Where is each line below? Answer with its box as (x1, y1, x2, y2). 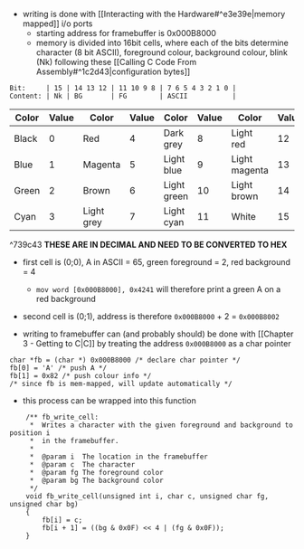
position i (9, 429, 51, 438)
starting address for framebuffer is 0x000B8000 (35, 28, 217, 38)
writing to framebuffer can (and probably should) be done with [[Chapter (22, 328, 294, 339)
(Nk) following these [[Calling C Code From (35, 57, 197, 67)
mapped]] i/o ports (22, 18, 93, 29)
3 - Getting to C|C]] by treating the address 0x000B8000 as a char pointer (22, 338, 291, 348)
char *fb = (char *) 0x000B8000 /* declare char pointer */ (9, 355, 242, 364)
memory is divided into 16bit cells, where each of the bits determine (35, 37, 290, 48)
